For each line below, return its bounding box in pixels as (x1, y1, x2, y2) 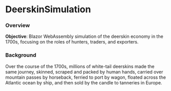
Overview (5, 22, 30, 29)
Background (5, 52, 37, 59)
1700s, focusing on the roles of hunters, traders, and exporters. (5, 39, 139, 45)
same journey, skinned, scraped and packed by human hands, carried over (5, 69, 163, 75)
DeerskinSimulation (5, 4, 91, 15)
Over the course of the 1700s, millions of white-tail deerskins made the (5, 63, 155, 70)
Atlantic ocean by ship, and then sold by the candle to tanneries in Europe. (5, 79, 162, 85)
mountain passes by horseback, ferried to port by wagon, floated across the (5, 74, 166, 80)
